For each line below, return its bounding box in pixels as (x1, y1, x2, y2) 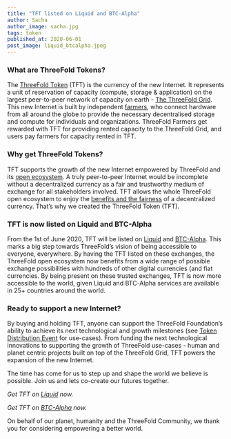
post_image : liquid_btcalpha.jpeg (7, 42, 107, 49)
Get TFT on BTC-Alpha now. (7, 404, 88, 412)
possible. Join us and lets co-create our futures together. (7, 377, 170, 385)
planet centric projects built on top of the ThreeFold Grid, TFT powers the (7, 348, 216, 357)
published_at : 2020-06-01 (7, 36, 81, 43)
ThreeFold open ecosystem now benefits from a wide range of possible (7, 256, 210, 265)
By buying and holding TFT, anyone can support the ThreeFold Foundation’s (7, 319, 223, 328)
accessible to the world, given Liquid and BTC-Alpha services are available (7, 279, 219, 287)
